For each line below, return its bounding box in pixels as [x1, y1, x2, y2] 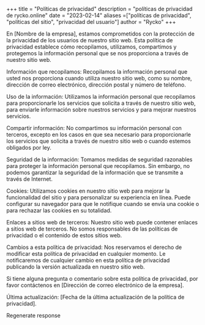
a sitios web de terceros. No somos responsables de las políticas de [6, 225, 178, 232]
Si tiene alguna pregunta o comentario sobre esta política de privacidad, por [6, 275, 198, 282]
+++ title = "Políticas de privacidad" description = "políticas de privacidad [6, 6, 193, 12]
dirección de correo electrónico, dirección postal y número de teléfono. [6, 81, 187, 88]
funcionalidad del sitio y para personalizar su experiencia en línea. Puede [6, 194, 191, 201]
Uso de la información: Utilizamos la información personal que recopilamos [6, 93, 196, 100]
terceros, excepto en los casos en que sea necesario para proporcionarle [6, 131, 192, 138]
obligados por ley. [6, 144, 52, 151]
